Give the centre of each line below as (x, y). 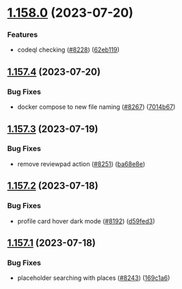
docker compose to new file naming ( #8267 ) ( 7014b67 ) (96, 107)
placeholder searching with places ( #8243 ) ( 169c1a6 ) (93, 278)
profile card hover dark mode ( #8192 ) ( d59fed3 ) (86, 221)
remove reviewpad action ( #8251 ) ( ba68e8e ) (81, 164)
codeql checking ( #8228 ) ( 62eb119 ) (68, 50)
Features (23, 35)
